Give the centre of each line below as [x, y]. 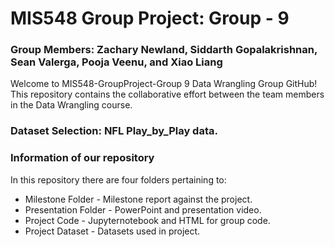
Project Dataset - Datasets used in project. [112, 231]
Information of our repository [82, 158]
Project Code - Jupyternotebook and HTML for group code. [147, 220]
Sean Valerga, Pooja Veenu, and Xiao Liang [116, 62]
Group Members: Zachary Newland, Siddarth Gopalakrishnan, [164, 50]
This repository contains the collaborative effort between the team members [167, 94]
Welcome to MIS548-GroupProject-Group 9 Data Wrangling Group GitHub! [164, 84]
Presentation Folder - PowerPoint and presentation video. [143, 209]
